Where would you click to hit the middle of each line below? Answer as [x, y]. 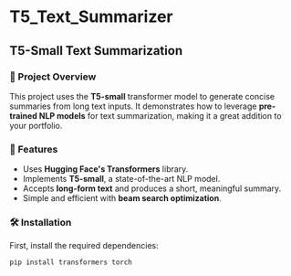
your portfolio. [36, 125]
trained [24, 115]
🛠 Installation [41, 223]
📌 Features [34, 149]
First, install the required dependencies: [84, 246]
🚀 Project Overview [53, 77]
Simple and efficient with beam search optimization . [122, 198]
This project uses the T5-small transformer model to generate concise [142, 96]
